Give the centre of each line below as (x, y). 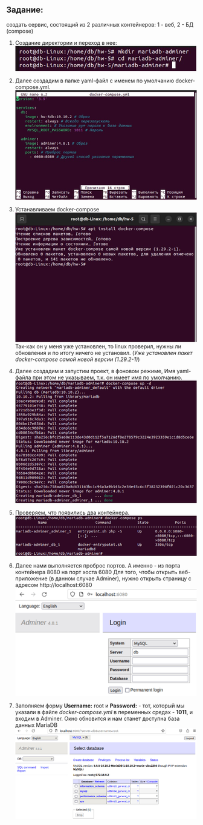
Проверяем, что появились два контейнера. (72, 513)
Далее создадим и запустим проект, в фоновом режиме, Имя (95, 371)
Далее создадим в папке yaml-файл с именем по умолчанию (95, 81)
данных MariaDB (36, 725)
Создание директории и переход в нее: (66, 42)
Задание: (25, 10)
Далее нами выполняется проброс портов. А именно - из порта (98, 566)
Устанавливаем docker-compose (57, 210)
